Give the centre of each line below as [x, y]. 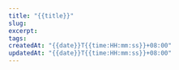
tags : [17, 38]
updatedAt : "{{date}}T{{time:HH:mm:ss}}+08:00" [90, 53]
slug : [17, 23]
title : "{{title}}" [41, 16]
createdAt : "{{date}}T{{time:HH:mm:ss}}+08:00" [90, 46]
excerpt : [23, 31]
